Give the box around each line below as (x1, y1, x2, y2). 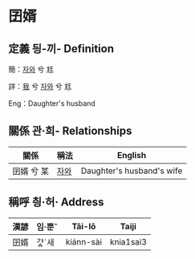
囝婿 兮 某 (12, 165, 50, 176)
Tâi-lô (71, 221, 96, 232)
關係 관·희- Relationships (8, 124, 132, 138)
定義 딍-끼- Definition (8, 42, 115, 55)
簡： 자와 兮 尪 (8, 65, 54, 74)
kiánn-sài (65, 236, 103, 247)
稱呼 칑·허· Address (8, 196, 104, 209)
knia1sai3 (109, 236, 147, 247)
